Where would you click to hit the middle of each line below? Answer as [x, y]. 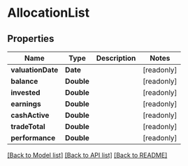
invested [26, 92]
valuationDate [35, 70]
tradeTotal [28, 127]
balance [24, 81]
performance [33, 138]
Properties [31, 39]
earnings [26, 104]
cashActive [30, 115]
